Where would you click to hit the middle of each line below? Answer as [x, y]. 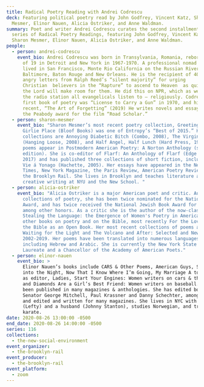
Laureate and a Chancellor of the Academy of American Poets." [104, 250]
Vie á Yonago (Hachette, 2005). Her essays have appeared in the [107, 165]
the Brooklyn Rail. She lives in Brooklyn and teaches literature [108, 176]
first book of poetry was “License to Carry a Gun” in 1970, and [107, 102]
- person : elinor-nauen [42, 256]
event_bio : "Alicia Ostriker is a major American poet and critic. [104, 193]
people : [16, 46]
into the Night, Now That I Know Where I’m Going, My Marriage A [107, 273]
